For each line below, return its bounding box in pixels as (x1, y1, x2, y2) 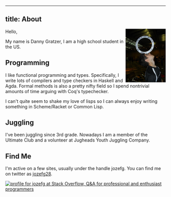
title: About (5, 15, 42, 23)
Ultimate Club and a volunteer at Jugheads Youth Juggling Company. (5, 137, 150, 143)
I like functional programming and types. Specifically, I (5, 72, 119, 78)
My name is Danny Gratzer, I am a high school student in (5, 38, 124, 44)
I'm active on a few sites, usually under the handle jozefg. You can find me (5, 165, 161, 172)
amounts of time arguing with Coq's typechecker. (5, 88, 109, 94)
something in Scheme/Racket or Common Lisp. (5, 103, 104, 109)
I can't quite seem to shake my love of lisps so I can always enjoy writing (5, 98, 158, 104)
